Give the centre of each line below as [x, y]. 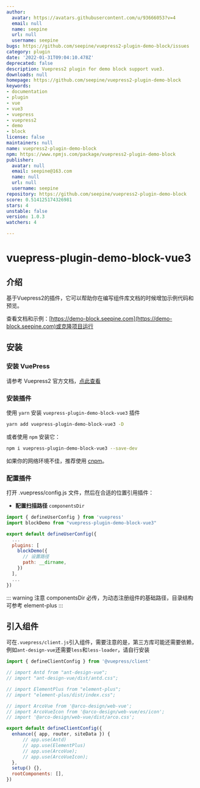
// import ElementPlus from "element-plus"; [64, 689]
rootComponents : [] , [38, 774]
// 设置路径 [36, 557]
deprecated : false [30, 63]
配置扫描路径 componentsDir [50, 506]
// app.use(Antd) [45, 740]
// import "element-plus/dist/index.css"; [61, 695]
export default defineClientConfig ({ [54, 729]
